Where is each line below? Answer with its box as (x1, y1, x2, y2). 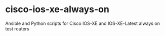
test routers (5, 25, 29, 31)
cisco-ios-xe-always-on (5, 4, 110, 15)
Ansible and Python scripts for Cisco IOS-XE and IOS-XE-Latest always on (5, 20, 160, 26)
